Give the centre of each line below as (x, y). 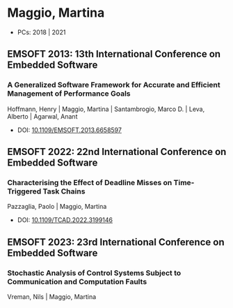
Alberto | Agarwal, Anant (42, 116)
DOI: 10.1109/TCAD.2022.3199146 (65, 220)
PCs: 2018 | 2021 (41, 32)
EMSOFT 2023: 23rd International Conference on (116, 242)
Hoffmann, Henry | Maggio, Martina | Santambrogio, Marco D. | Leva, (106, 109)
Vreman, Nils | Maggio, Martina (52, 297)
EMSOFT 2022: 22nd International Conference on (117, 152)
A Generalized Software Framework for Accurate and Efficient (114, 85)
